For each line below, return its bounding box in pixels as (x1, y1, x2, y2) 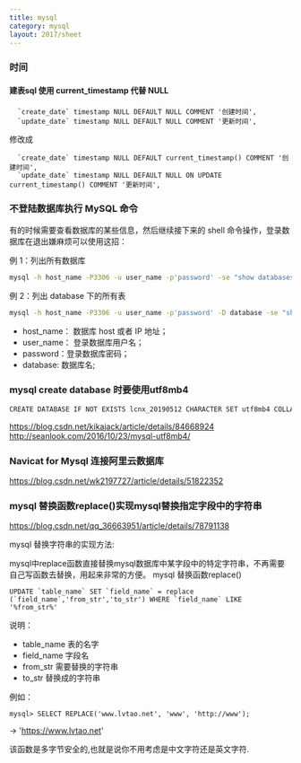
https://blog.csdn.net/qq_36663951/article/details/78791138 (9, 521, 230, 531)
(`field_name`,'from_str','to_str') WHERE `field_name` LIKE (9, 595, 243, 604)
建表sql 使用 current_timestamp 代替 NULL (9, 84, 169, 95)
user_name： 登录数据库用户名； (21, 337, 145, 347)
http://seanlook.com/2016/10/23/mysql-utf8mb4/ (9, 430, 191, 441)
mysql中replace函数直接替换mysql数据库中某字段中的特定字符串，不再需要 (9, 558, 285, 569)
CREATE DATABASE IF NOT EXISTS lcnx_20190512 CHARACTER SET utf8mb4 (9, 405, 271, 414)
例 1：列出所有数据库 (9, 255, 86, 266)
